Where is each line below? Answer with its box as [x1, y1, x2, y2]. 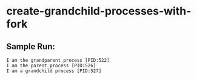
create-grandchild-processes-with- [6, 4, 192, 18]
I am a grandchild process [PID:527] [6, 68, 102, 74]
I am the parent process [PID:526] [6, 62, 96, 68]
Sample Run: [6, 41, 56, 52]
